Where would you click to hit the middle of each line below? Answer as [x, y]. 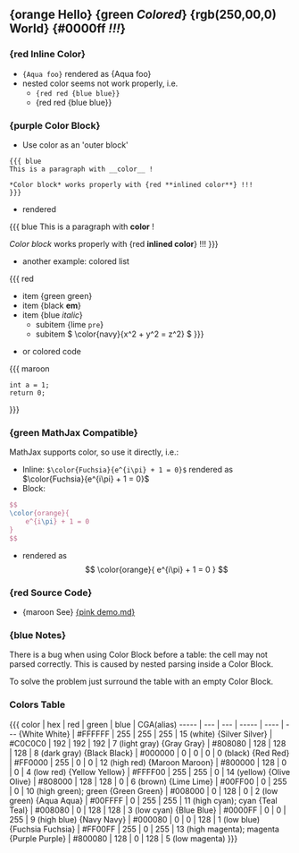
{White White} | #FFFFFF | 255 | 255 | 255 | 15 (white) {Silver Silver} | [145, 734]
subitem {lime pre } [70, 324]
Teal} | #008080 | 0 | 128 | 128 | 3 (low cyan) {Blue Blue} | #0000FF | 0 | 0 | [148, 810]
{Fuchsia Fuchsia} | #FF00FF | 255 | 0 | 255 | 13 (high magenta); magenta [144, 829]
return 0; [28, 393]
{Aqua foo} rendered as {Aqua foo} [87, 73]
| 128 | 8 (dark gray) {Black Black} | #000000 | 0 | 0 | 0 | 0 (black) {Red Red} [149, 753]
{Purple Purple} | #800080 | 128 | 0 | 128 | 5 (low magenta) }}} [124, 838]
